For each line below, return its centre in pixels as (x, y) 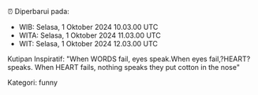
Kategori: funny (33, 82)
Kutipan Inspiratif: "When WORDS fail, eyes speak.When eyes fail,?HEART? (129, 59)
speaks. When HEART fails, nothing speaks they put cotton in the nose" (123, 67)
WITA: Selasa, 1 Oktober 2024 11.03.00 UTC (90, 35)
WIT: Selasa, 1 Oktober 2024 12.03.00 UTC (88, 44)
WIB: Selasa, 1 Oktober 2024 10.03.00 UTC (88, 27)
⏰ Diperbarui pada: (39, 11)
